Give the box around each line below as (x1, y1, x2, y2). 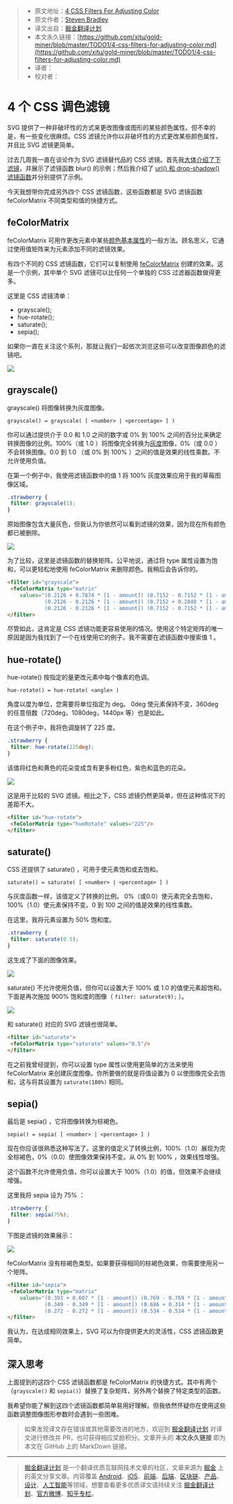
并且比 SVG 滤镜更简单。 (7, 140, 78, 149)
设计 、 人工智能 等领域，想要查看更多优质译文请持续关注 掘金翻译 (24, 1481, 209, 1489)
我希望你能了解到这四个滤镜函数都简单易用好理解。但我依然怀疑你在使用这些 (7, 1401, 226, 1410)
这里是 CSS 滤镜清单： (7, 291, 72, 300)
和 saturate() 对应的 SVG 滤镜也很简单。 (7, 1020, 121, 1028)
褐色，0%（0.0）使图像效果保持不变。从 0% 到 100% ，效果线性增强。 (19, 1153, 223, 1161)
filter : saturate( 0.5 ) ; (10, 936, 79, 943)
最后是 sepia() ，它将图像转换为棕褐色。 (7, 1117, 122, 1126)
